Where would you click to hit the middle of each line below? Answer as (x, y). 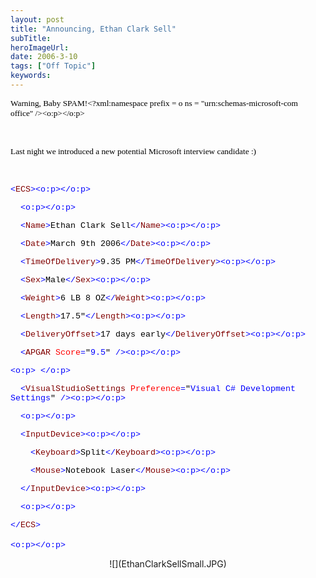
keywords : (31, 76)
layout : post (37, 19)
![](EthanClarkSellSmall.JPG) (168, 563)
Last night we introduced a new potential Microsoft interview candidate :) (133, 151)
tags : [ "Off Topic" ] (53, 66)
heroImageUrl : (40, 47)
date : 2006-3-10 (44, 57)
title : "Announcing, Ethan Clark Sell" (93, 29)
